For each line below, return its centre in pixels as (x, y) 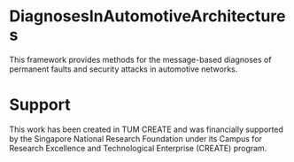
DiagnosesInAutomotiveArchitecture (147, 16)
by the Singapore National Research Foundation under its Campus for (136, 138)
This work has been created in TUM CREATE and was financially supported (146, 129)
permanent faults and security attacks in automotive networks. (124, 69)
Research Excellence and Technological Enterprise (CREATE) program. (138, 148)
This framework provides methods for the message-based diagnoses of (140, 59)
